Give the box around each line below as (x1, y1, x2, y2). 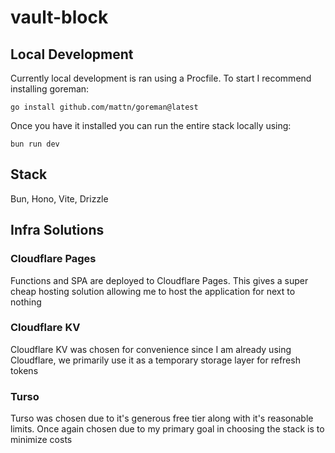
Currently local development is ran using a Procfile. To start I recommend (10, 72, 312, 84)
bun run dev (10, 139, 60, 149)
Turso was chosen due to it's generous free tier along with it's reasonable (10, 412, 314, 425)
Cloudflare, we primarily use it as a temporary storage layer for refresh (10, 354, 301, 366)
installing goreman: (10, 83, 90, 95)
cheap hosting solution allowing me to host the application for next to (10, 285, 296, 297)
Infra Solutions (10, 222, 105, 239)
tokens (10, 364, 39, 376)
